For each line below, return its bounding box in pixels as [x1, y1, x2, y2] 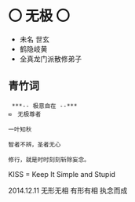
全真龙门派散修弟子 [19, 54, 82, 63]
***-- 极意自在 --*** [11, 102, 78, 110]
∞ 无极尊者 [8, 110, 42, 118]
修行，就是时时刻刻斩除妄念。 [8, 156, 90, 164]
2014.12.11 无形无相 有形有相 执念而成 [8, 186, 128, 195]
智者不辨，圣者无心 [8, 140, 61, 149]
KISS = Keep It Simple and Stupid [8, 169, 116, 179]
